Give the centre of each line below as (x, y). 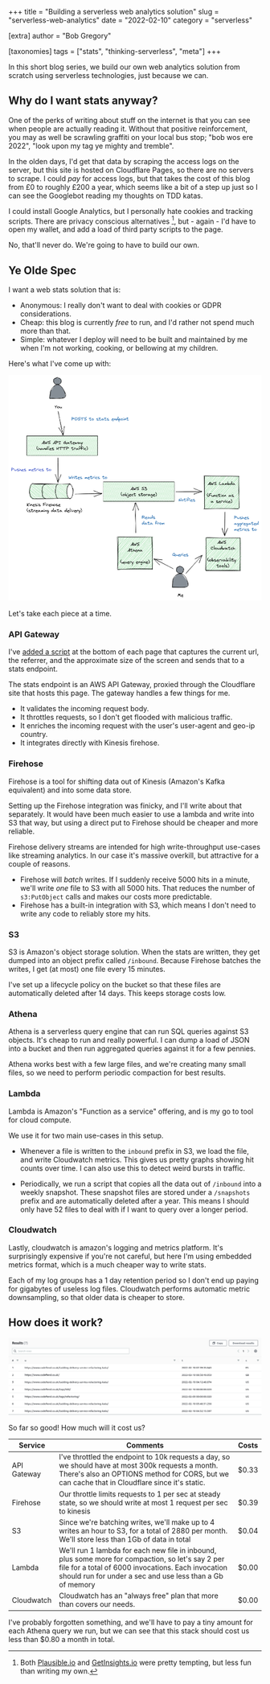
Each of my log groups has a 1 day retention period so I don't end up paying (133, 1280)
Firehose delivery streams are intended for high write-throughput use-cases (135, 846)
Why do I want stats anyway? (83, 101)
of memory (77, 1585)
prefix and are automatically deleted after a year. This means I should (134, 1200)
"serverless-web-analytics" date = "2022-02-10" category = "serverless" (131, 20)
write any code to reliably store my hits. (85, 913)
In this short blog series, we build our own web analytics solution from (125, 67)
